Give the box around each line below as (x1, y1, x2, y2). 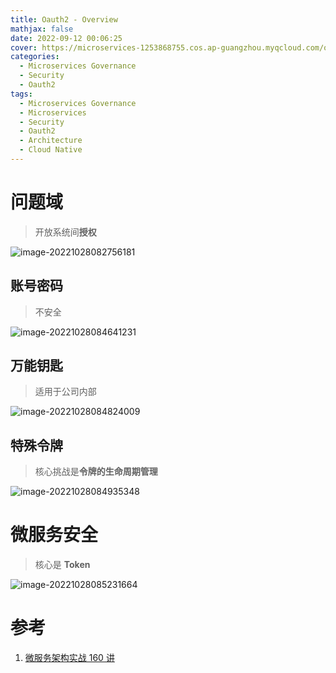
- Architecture (19, 136, 83, 146)
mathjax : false (10, 24, 74, 34)
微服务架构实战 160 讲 (24, 652, 115, 664)
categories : (10, 52, 60, 62)
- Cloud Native (19, 145, 83, 155)
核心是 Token (34, 559, 91, 571)
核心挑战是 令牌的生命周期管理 (34, 466, 158, 478)
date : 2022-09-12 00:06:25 (10, 33, 123, 43)
